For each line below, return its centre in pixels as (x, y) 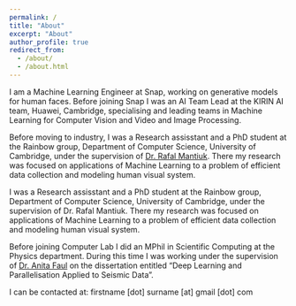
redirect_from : (37, 50)
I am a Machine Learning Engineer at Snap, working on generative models (144, 92)
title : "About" (37, 26)
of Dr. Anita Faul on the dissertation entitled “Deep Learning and (126, 265)
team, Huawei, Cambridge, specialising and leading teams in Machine (136, 111)
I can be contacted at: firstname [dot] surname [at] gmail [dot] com (131, 292)
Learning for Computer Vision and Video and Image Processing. (125, 119)
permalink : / (33, 17)
